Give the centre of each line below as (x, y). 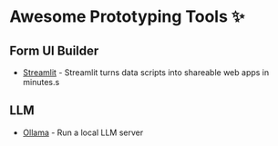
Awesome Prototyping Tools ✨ (127, 17)
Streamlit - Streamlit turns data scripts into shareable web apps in (146, 73)
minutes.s (41, 82)
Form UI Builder (54, 50)
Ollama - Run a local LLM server (83, 132)
